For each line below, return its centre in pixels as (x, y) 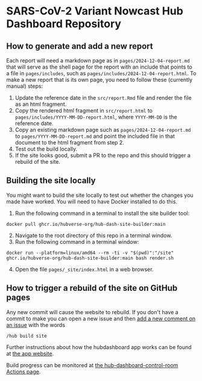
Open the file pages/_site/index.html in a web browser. (84, 269)
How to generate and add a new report (80, 46)
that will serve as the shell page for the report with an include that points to (99, 67)
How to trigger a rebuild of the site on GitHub (92, 288)
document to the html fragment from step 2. (70, 142)
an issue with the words (36, 325)
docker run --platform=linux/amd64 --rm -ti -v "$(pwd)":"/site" (90, 253)
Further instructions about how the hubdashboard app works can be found (99, 347)
